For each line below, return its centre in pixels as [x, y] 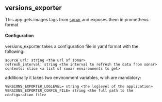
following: [15, 51]
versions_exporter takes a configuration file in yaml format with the [72, 46]
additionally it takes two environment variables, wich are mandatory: [73, 78]
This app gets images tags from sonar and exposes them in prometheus [77, 19]
